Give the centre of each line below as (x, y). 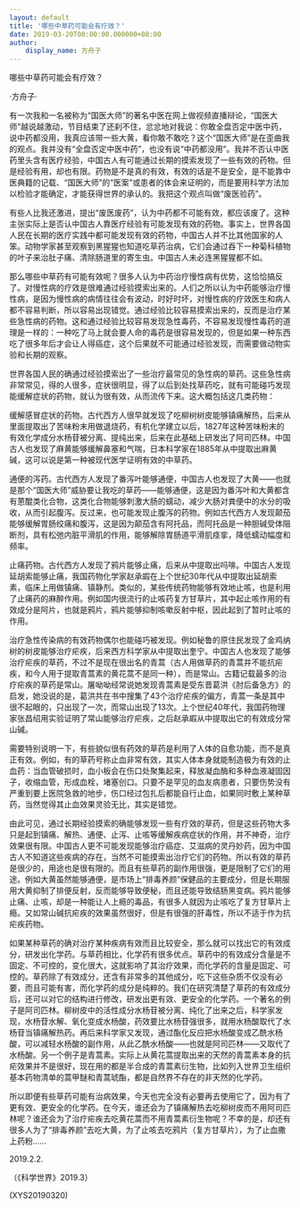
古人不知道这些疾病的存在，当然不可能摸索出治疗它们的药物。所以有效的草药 (150, 857)
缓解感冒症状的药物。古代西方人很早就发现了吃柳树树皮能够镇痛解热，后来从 (150, 415)
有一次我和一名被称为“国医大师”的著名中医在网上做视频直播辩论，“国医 (140, 115)
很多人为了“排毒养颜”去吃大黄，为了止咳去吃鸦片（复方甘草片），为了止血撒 (148, 1130)
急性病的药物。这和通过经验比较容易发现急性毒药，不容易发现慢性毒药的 (150, 321)
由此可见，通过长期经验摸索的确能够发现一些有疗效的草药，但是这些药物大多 (150, 823)
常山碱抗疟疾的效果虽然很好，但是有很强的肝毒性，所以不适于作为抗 (165, 913)
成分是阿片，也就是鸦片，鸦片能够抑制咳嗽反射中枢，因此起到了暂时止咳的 (154, 610)
